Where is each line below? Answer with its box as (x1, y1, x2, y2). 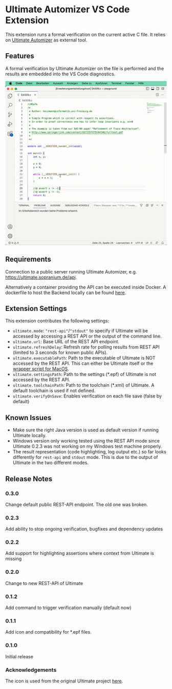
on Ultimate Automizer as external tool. (5, 37, 88, 43)
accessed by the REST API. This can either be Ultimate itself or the (12, 360, 154, 367)
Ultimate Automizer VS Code (5, 4, 130, 15)
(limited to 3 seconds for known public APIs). (12, 349, 108, 356)
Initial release (5, 653, 33, 659)
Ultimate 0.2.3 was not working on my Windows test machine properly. (12, 443, 162, 449)
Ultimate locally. (12, 432, 47, 439)
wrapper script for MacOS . (12, 366, 69, 372)
